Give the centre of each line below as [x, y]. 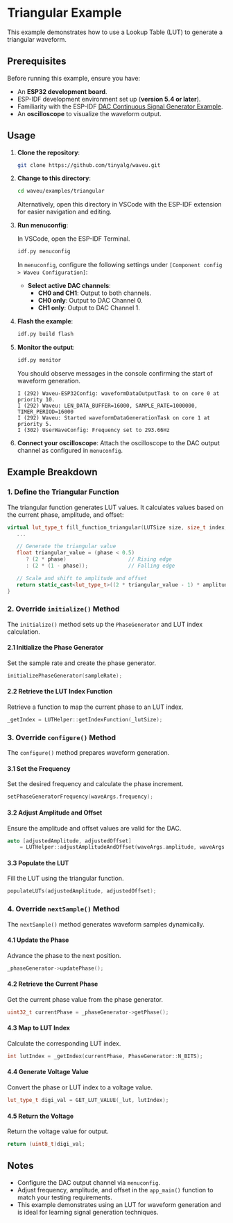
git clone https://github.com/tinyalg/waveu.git [89, 165]
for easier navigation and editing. [64, 212]
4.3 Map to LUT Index [39, 1028]
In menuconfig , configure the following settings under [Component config [120, 265]
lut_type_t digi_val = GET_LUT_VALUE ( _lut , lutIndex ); [88, 1101]
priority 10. [36, 399]
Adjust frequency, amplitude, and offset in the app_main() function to [115, 1190]
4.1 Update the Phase [38, 940]
